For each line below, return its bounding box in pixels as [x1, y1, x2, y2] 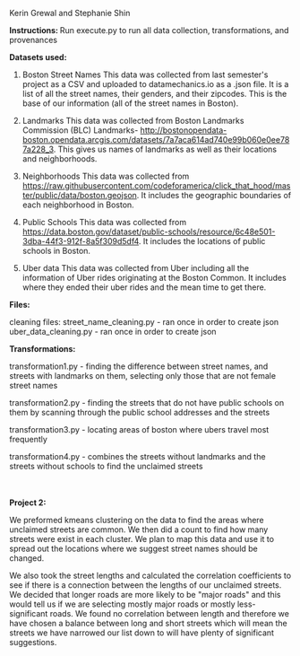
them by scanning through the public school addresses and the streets [9, 407, 270, 417]
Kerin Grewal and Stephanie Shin [9, 8, 131, 18]
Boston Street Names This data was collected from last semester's [21, 69, 269, 80]
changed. [9, 553, 45, 564]
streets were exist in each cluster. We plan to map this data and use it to [9, 534, 275, 544]
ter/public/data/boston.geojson [21, 190, 137, 200]
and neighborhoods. [21, 153, 98, 164]
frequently [9, 434, 47, 444]
